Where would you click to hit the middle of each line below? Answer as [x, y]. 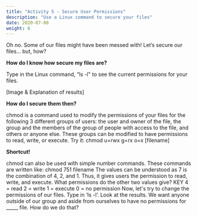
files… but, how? [26, 52]
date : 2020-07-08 [28, 23]
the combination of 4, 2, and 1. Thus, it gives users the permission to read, [97, 176]
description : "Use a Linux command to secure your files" [79, 17]
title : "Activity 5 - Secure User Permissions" [66, 12]
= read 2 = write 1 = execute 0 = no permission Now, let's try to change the [98, 189]
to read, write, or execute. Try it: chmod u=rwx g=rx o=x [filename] [88, 141]
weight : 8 [18, 28]
